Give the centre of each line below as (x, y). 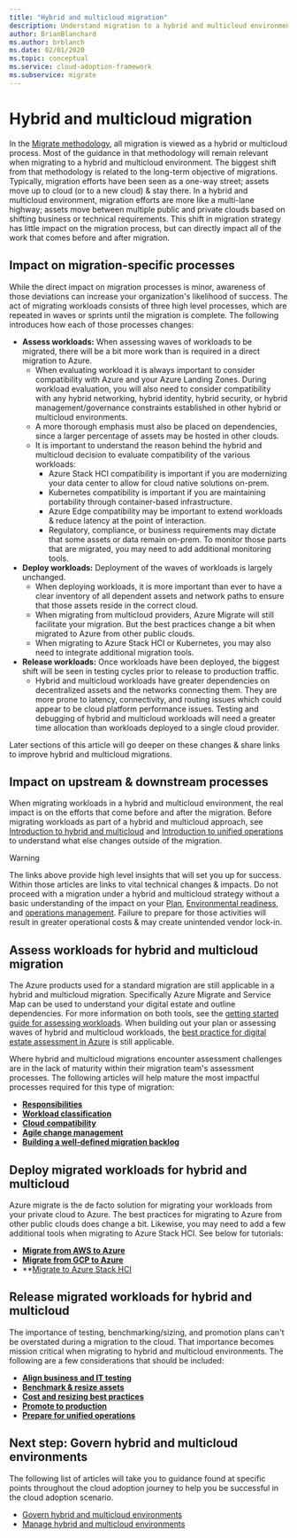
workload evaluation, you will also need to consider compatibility (153, 388)
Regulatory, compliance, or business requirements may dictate (162, 530)
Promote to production (65, 1406)
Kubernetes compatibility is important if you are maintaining (157, 492)
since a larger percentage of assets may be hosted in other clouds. (157, 436)
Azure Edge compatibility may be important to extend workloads (165, 511)
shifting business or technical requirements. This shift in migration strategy (145, 219)
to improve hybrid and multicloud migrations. (91, 754)
